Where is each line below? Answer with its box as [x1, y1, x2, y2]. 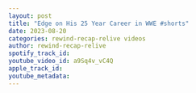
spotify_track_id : [8, 49, 70, 57]
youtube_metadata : [8, 72, 70, 80]
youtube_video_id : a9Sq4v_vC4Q [8, 57, 114, 66]
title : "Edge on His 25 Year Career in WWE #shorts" [8, 19, 190, 27]
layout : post [8, 11, 52, 20]
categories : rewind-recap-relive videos [8, 34, 147, 43]
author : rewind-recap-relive [8, 42, 106, 50]
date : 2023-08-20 [8, 27, 67, 35]
